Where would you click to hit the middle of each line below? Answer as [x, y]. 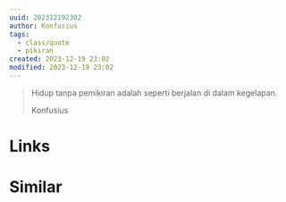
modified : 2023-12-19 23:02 [62, 68]
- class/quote [43, 42]
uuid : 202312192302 [46, 17]
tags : [19, 34]
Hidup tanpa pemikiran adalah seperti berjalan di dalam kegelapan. [154, 93]
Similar [36, 187]
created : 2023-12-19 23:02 [59, 59]
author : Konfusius [43, 26]
